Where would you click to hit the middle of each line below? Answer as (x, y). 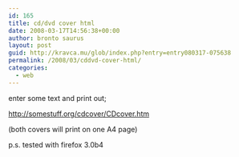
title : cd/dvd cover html (51, 23)
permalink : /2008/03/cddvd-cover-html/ (75, 61)
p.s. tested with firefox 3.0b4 (56, 144)
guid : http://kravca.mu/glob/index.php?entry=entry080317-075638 (119, 53)
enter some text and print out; (57, 98)
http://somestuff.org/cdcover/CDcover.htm (79, 114)
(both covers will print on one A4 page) (73, 129)
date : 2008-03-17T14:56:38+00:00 (64, 30)
